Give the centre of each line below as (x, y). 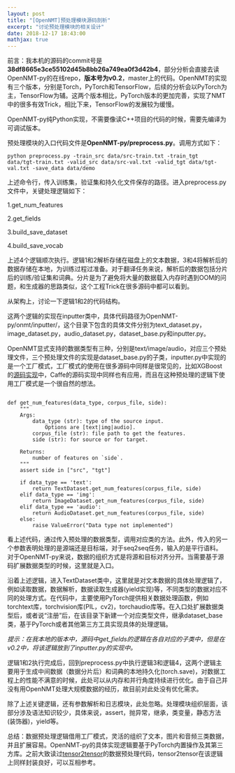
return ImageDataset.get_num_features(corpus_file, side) (119, 501)
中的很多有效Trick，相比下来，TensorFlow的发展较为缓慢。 (93, 104)
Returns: (33, 452)
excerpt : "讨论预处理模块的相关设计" (56, 27)
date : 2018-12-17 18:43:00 (47, 33)
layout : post (26, 14)
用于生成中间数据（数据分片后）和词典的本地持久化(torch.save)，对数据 (116, 671)
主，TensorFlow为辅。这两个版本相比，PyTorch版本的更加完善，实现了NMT (116, 96)
